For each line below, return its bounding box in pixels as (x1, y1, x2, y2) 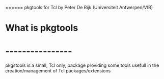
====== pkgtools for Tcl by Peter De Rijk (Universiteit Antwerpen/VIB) (5, 5, 153, 10)
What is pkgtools (5, 22, 78, 34)
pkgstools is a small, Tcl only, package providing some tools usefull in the (5, 62, 159, 68)
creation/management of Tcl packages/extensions (5, 68, 111, 74)
